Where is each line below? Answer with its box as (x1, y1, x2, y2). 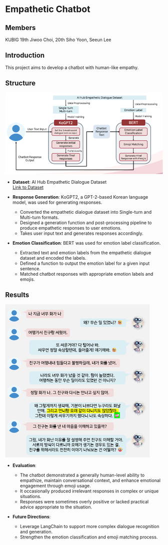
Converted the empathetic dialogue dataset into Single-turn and (19, 209, 152, 215)
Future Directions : (12, 513, 51, 519)
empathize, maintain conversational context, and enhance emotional (19, 477, 161, 483)
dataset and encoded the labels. (19, 255, 86, 261)
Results (5, 291, 29, 299)
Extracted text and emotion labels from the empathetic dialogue (19, 249, 151, 256)
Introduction (5, 51, 45, 60)
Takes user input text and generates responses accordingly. (19, 230, 143, 236)
